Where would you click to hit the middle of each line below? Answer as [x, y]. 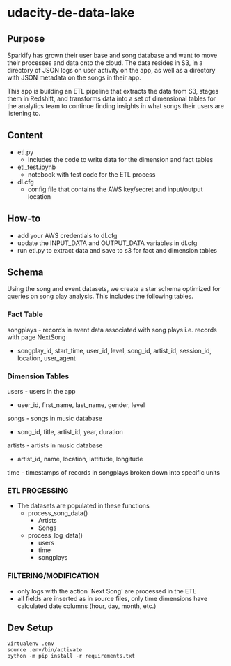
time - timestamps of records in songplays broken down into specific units [114, 473]
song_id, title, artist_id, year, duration [70, 432]
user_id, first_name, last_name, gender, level [81, 405]
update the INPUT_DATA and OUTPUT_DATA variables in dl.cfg [107, 243]
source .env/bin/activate [45, 650]
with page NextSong [37, 337]
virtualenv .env [31, 644]
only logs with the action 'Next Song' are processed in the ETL [107, 591]
